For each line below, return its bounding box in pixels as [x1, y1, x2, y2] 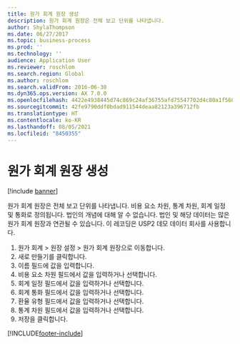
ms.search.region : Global [7, 70, 84, 77]
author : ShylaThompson [7, 24, 75, 31]
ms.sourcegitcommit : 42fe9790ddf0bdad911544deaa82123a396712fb [7, 103, 200, 111]
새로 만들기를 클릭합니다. [17, 253, 87, 261]
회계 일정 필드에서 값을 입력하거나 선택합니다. [17, 279, 144, 288]
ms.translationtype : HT [7, 110, 79, 117]
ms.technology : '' [7, 51, 62, 58]
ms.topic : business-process [7, 37, 91, 44]
